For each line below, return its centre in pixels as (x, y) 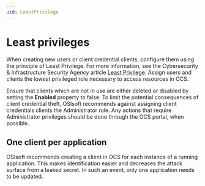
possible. (18, 123)
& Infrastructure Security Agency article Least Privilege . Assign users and (99, 72)
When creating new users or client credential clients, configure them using (100, 59)
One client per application (57, 142)
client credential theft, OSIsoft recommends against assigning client (92, 103)
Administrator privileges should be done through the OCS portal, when (95, 116)
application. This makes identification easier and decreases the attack (95, 163)
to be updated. (25, 177)
